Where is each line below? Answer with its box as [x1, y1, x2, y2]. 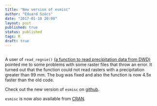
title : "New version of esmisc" [5, 7, 70, 12]
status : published [5, 30, 42, 34]
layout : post [5, 20, 31, 26]
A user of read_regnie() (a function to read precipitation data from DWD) [5, 56, 151, 62]
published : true [5, 25, 38, 30]
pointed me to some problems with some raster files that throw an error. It [5, 61, 153, 67]
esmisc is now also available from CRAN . [5, 95, 86, 102]
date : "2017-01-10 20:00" [5, 16, 57, 21]
